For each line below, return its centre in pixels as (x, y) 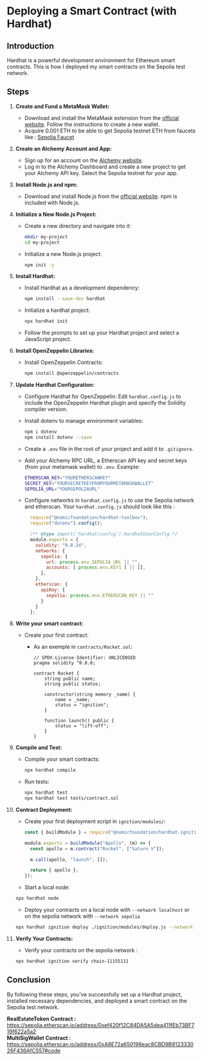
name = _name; (73, 700)
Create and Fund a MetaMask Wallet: (62, 106)
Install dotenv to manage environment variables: (84, 421)
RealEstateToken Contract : (42, 1019)
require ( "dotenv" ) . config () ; (66, 523)
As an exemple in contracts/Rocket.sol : (83, 647)
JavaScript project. (48, 339)
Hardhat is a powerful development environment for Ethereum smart (91, 60)
